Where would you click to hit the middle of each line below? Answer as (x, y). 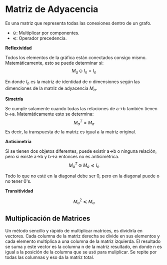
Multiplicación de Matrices (48, 219)
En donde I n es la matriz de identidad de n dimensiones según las (72, 82)
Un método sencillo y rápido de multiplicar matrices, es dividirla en (74, 230)
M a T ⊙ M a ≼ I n (84, 165)
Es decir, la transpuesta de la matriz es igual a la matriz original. (71, 132)
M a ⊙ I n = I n (84, 71)
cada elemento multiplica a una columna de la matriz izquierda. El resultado (83, 241)
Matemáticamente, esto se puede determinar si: (54, 63)
